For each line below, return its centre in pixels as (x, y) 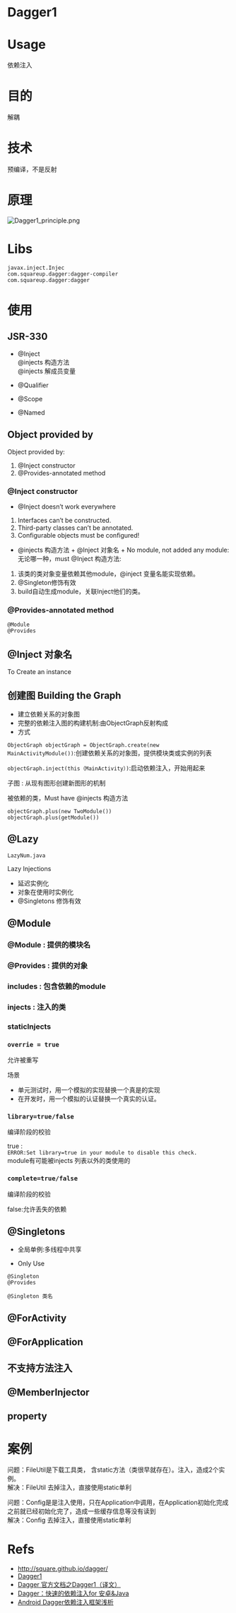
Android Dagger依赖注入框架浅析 (66, 1602)
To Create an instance (40, 672)
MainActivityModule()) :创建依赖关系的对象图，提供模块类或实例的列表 (110, 752)
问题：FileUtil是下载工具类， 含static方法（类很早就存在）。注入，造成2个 (113, 1470)
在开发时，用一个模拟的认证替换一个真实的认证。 (89, 1099)
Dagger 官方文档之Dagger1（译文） (69, 1585)
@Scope (30, 398)
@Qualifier (33, 385)
